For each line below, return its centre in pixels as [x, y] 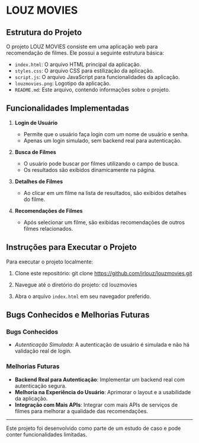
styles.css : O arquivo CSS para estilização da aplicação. [84, 71]
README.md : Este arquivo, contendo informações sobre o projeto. [92, 89]
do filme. [34, 199]
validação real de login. [43, 351]
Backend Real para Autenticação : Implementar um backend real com [100, 379]
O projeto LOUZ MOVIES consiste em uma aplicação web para [82, 46]
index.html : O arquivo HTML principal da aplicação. [78, 64]
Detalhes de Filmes [39, 181]
